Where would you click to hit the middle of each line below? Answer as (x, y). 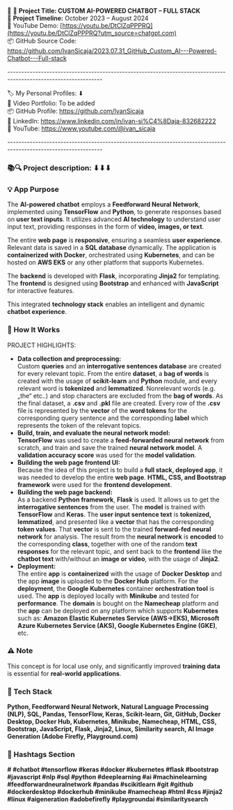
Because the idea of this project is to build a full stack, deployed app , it (120, 470)
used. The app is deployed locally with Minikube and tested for (108, 596)
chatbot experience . (37, 312)
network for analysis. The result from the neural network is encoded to (120, 537)
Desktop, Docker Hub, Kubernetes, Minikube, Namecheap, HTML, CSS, (112, 721)
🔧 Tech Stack (30, 691)
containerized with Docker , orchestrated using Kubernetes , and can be (111, 255)
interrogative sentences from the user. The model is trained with (111, 507)
